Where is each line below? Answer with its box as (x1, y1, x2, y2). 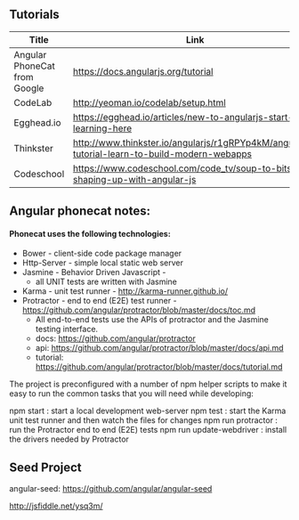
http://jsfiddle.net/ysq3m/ (9, 500, 104, 511)
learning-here (72, 122, 132, 134)
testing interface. (35, 324, 99, 335)
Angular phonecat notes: (9, 204, 151, 219)
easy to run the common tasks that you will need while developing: (9, 388, 254, 399)
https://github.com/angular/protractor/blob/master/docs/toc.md (21, 305, 256, 315)
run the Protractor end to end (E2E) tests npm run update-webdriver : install (9, 425, 287, 435)
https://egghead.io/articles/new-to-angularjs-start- (72, 110, 294, 123)
